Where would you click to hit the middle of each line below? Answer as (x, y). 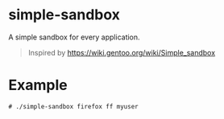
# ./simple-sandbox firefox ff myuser (73, 106)
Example (38, 85)
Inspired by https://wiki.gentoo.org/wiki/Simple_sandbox (122, 52)
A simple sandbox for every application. (74, 37)
